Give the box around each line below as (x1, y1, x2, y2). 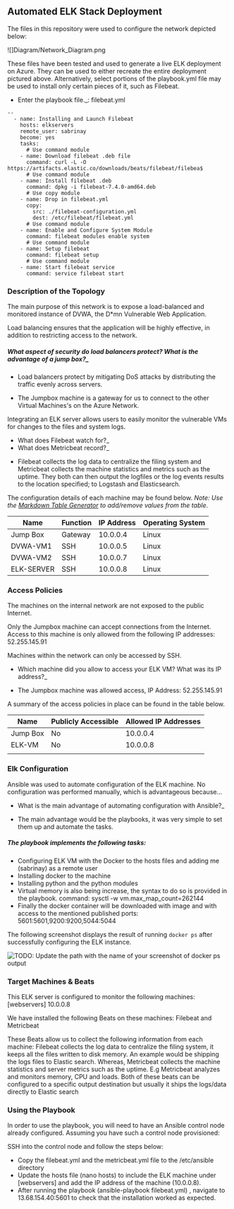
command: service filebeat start (25, 270, 125, 277)
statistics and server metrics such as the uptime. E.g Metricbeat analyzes (7, 1065, 221, 1073)
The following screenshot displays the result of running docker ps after (7, 930, 213, 938)
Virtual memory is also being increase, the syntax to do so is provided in (17, 886, 228, 895)
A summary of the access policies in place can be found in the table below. (7, 700, 226, 709)
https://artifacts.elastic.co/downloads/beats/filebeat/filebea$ (7, 165, 203, 172)
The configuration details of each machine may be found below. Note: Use (7, 494, 223, 502)
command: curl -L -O (25, 158, 87, 165)
